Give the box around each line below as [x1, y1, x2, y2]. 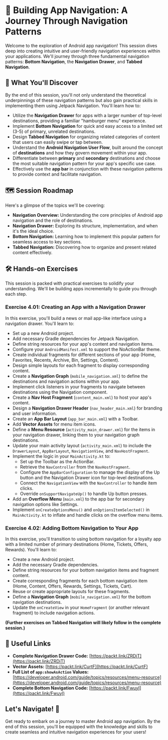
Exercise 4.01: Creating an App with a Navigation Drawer [5, 304, 146, 311]
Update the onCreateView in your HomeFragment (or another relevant [12, 604, 149, 610]
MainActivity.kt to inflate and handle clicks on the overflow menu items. [12, 512, 163, 518]
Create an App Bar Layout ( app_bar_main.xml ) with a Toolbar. [12, 416, 139, 422]
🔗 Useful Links [5, 639, 51, 648]
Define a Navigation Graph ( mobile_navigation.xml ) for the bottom [12, 594, 151, 600]
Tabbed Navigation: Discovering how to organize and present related [12, 244, 156, 250]
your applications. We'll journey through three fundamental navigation [5, 53, 149, 59]
